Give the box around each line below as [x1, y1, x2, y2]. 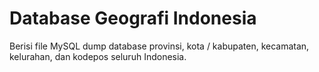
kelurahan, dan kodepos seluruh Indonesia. [9, 50, 187, 62]
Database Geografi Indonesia [9, 7, 257, 30]
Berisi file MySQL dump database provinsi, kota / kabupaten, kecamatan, [9, 40, 310, 52]
